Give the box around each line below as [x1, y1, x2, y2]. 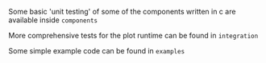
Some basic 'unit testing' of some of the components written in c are [8, 7, 236, 16]
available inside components [8, 15, 98, 25]
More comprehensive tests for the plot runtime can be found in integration [8, 31, 259, 40]
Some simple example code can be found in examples [8, 46, 185, 55]
